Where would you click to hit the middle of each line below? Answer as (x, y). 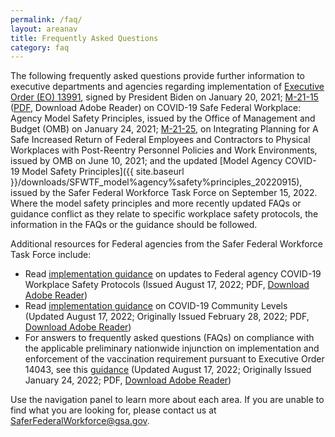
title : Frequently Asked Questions (84, 38)
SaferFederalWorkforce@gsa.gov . (80, 421)
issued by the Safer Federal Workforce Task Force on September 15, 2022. (164, 193)
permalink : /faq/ (46, 19)
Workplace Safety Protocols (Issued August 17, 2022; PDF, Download (167, 285)
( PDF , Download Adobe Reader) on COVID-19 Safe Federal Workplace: (156, 108)
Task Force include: (51, 255)
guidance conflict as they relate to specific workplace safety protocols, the (164, 214)
